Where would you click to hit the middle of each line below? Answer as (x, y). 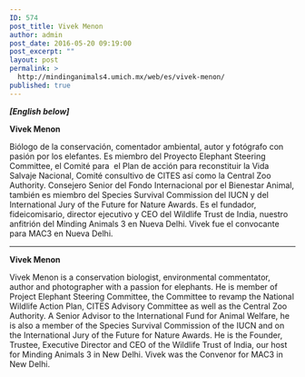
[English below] (39, 111)
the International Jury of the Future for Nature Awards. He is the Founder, (146, 335)
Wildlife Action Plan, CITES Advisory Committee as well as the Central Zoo (148, 306)
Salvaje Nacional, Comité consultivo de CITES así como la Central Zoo (140, 175)
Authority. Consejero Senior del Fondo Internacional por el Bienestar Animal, (152, 185)
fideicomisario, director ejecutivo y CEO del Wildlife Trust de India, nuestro (149, 213)
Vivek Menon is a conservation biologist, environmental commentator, (140, 277)
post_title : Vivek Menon (56, 26)
